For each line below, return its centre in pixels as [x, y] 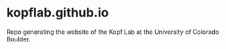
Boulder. [18, 39]
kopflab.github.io [58, 13]
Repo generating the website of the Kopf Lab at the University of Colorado [113, 32]
